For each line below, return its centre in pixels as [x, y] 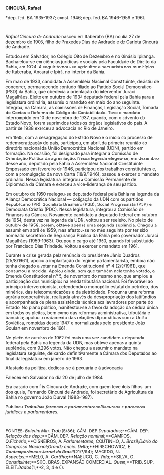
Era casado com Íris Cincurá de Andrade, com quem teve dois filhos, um [78, 387]
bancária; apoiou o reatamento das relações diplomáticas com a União [77, 318]
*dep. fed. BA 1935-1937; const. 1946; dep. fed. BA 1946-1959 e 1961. [76, 17]
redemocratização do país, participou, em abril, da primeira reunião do [77, 143]
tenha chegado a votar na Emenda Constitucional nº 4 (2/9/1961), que [76, 266]
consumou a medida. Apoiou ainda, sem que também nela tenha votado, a [80, 271]
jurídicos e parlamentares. [32, 412]
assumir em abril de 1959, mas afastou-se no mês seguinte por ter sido [77, 230]
